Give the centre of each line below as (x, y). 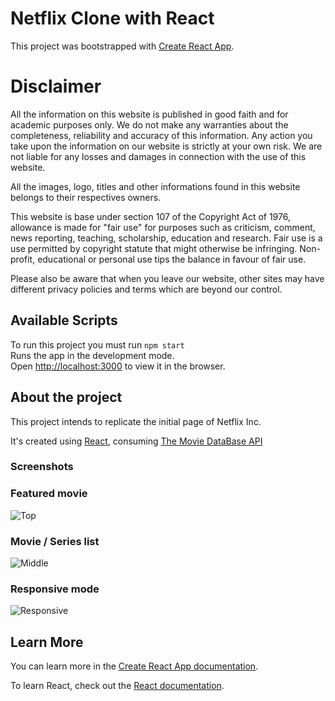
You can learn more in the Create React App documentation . (134, 666)
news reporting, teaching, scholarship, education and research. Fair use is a (166, 238)
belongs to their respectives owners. (86, 197)
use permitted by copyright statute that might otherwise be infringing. (154, 248)
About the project (66, 397)
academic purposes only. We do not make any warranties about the (149, 124)
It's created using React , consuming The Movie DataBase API (136, 441)
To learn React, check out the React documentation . (117, 686)
